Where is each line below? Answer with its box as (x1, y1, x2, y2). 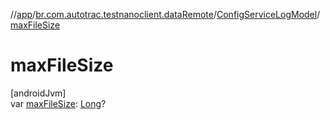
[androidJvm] (10, 87, 67, 99)
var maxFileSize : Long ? (10, 97, 107, 109)
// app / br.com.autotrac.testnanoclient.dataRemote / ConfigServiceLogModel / (10, 9, 321, 20)
